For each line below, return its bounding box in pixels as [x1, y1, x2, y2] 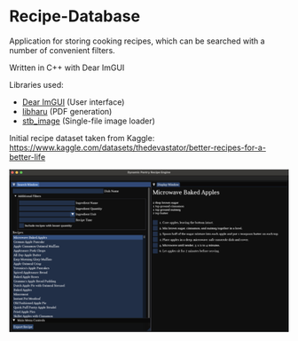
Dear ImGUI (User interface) [21, 96, 125, 107]
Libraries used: [9, 79, 64, 90]
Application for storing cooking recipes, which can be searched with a [9, 36, 265, 46]
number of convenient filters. [9, 44, 115, 55]
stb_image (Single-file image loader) [21, 115, 155, 126]
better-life [9, 151, 46, 162]
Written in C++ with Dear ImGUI [9, 62, 125, 73]
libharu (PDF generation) [21, 106, 113, 116]
